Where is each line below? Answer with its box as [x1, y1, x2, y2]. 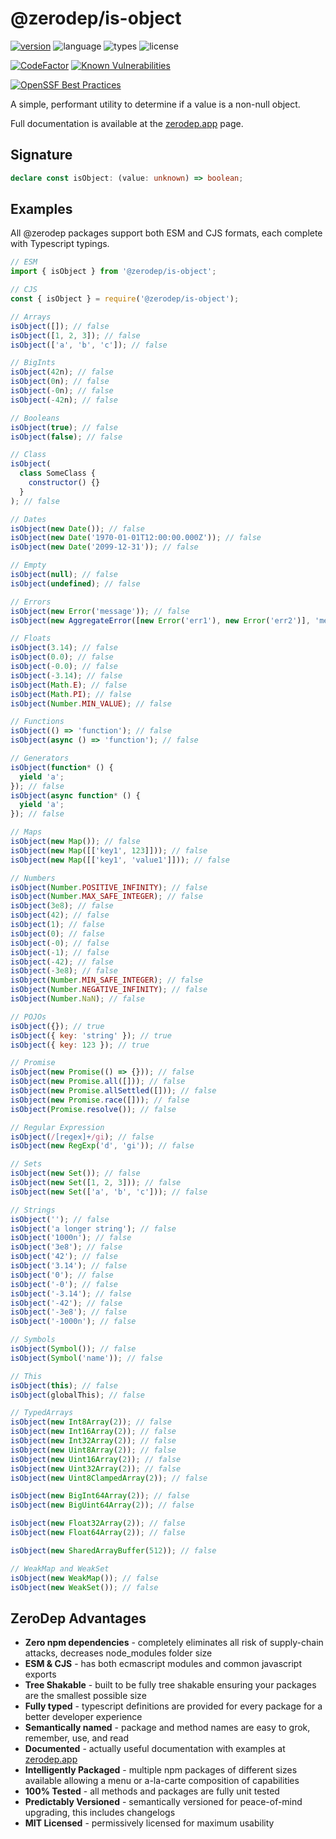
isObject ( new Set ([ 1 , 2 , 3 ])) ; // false [10, 1178, 182, 1188]
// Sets [10, 1159, 43, 1169]
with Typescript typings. [10, 238, 110, 250]
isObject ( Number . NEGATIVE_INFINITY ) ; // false [10, 985, 208, 995]
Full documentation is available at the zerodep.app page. [10, 117, 244, 129]
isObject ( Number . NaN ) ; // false [10, 994, 145, 1004]
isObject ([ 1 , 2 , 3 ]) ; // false [10, 330, 141, 341]
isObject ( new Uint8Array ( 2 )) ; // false [10, 1445, 177, 1455]
